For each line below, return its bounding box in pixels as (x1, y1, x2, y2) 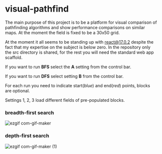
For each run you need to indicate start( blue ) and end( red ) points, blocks (5, 82, 150, 88)
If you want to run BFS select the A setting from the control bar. (5, 64, 132, 70)
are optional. (5, 88, 30, 93)
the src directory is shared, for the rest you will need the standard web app (5, 49, 154, 55)
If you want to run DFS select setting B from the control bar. (5, 73, 124, 79)
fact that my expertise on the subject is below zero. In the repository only (5, 44, 151, 50)
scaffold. (5, 54, 23, 60)
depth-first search (5, 132, 49, 139)
